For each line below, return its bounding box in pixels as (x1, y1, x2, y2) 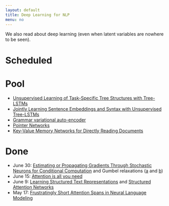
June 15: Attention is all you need (12, 173, 83, 179)
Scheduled (5, 54, 52, 66)
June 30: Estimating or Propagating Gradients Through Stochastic (12, 162, 152, 169)
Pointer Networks (12, 122, 50, 128)
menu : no (5, 17, 24, 22)
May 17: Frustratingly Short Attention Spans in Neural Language (12, 190, 147, 196)
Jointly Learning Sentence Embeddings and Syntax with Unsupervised (12, 106, 162, 112)
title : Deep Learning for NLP (5, 12, 70, 17)
